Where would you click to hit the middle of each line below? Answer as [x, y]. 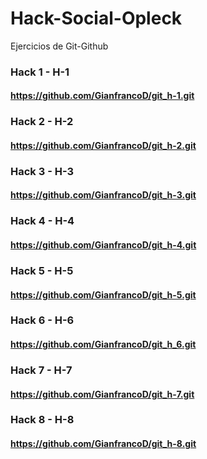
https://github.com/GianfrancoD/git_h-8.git [103, 444]
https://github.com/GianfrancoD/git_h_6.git [103, 344]
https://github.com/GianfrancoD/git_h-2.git [103, 145]
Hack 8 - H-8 [42, 420]
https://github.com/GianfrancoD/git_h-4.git [103, 245]
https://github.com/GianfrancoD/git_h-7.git [102, 394]
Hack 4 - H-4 [42, 221]
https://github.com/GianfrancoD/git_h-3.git [103, 195]
